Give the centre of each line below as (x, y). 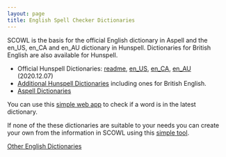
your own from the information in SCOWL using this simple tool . (98, 133)
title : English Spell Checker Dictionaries (71, 20)
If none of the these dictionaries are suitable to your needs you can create (113, 125)
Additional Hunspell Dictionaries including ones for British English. (112, 83)
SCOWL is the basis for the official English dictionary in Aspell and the (107, 40)
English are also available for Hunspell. (63, 55)
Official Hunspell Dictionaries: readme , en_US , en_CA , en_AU (104, 68)
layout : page (26, 14)
